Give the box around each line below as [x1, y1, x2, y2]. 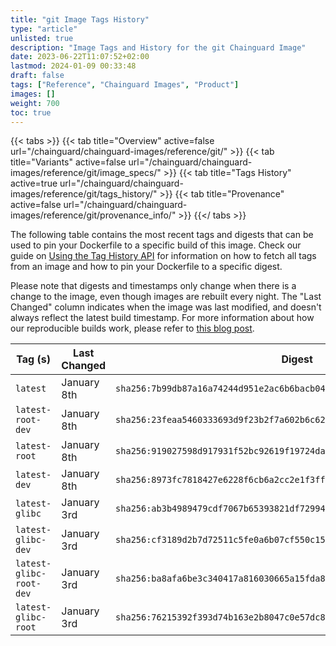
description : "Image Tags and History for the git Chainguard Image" [10, 42, 307, 53]
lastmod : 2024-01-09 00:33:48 [10, 61, 137, 71]
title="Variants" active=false [10, 156, 127, 168]
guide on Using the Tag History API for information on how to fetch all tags [10, 250, 317, 262]
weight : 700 [10, 98, 60, 108]
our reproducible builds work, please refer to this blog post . [10, 322, 255, 335]
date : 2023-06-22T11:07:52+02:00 [10, 52, 150, 62]
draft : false [10, 71, 65, 81]
